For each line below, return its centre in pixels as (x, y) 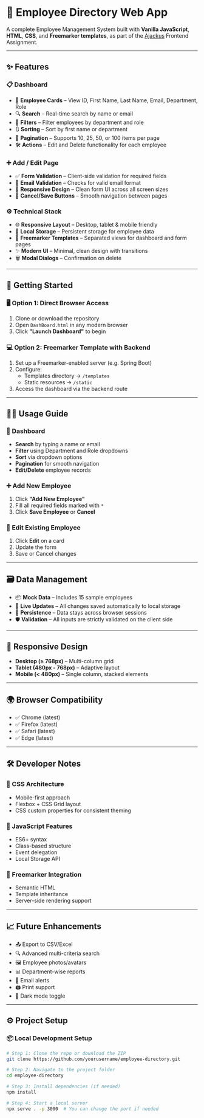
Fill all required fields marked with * (59, 506)
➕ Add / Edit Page (32, 162)
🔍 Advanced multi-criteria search (57, 953)
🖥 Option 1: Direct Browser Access (58, 303)
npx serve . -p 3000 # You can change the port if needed (83, 1109)
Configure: (29, 370)
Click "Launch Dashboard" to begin (60, 331)
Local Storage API (38, 858)
